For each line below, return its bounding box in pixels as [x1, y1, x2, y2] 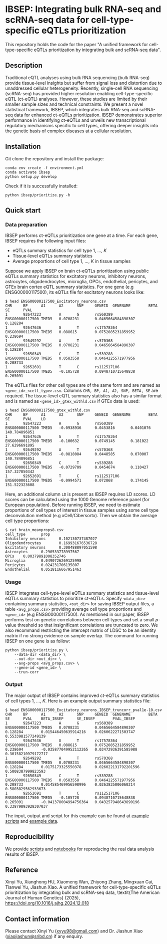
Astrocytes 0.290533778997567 [5, 550, 79, 555]
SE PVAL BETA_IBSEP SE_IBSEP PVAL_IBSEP [5, 716, 135, 721]
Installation [5, 142, 41, 151]
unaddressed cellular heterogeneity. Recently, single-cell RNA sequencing [5, 85, 158, 91]
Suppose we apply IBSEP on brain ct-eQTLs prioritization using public [5, 268, 149, 274]
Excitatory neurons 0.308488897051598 [5, 545, 97, 550]
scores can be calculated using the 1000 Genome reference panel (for [5, 497, 150, 503]
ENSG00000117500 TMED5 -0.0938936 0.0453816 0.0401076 [5, 425, 151, 430]
